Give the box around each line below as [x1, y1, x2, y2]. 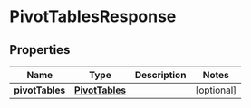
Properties [9, 42, 71, 58]
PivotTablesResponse [9, 6, 177, 27]
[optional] [194, 84, 237, 96]
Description [134, 69, 187, 81]
